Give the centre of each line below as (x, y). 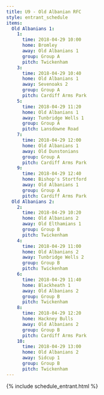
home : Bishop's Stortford (54, 179)
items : (14, 23)
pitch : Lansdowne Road (50, 129)
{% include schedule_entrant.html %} (52, 386)
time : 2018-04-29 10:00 (52, 40)
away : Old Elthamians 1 (52, 224)
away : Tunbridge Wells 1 (53, 118)
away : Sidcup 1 (41, 358)
